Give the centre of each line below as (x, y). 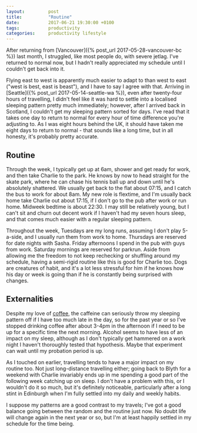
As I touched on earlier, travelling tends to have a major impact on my (90, 362)
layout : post (33, 11)
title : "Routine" (39, 17)
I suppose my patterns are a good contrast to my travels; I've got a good (94, 405)
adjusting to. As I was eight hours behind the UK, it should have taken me (95, 124)
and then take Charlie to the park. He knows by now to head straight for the (98, 175)
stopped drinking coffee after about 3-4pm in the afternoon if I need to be (96, 326)
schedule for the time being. (40, 424)
